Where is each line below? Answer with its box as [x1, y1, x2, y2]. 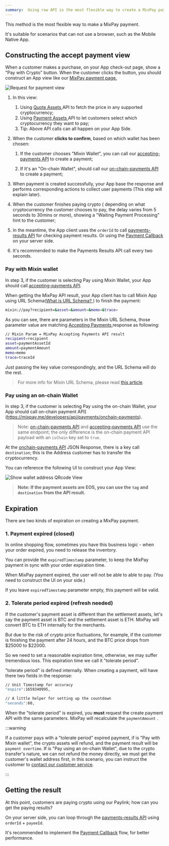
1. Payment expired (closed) [5, 530, 74, 537]
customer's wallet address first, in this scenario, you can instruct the [5, 756, 147, 762]
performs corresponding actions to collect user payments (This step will [12, 186, 162, 192]
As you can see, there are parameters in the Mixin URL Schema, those [5, 316, 151, 323]
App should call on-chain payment [5, 409, 77, 415]
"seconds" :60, [5, 701, 35, 706]
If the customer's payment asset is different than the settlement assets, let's [5, 611, 163, 617]
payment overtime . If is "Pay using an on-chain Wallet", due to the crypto [5, 746, 155, 752]
